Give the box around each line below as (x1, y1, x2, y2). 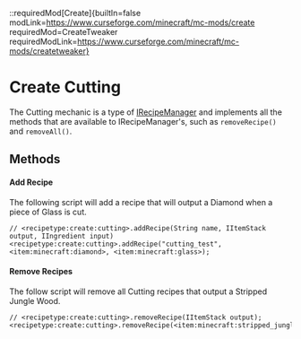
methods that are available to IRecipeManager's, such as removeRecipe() (9, 116, 277, 126)
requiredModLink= (9, 36, 78, 47)
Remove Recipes (9, 266, 73, 277)
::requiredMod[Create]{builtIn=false (9, 8, 142, 18)
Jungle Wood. (9, 295, 61, 306)
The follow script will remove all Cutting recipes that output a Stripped (9, 286, 267, 297)
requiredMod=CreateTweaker (9, 27, 118, 37)
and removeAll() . (9, 126, 73, 136)
